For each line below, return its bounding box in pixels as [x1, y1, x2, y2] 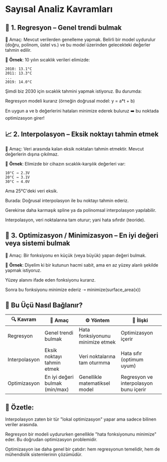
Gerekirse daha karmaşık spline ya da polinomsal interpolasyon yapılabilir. [5, 207, 157, 213]
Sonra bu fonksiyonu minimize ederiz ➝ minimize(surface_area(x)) [5, 287, 141, 293]
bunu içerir [121, 386, 147, 393]
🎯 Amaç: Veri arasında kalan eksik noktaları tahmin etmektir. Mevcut [5, 146, 144, 152]
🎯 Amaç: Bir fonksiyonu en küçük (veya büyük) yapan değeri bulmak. [5, 252, 147, 258]
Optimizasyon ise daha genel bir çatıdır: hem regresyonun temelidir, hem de [5, 446, 160, 452]
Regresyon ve [121, 374, 153, 381]
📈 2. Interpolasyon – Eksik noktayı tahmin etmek [5, 130, 159, 139]
